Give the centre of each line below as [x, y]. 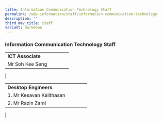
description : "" [21, 18]
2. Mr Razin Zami [27, 103]
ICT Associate [24, 56]
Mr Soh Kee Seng [27, 64]
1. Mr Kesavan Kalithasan [36, 95]
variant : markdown [24, 28]
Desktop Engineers [30, 88]
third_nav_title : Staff [29, 23]
